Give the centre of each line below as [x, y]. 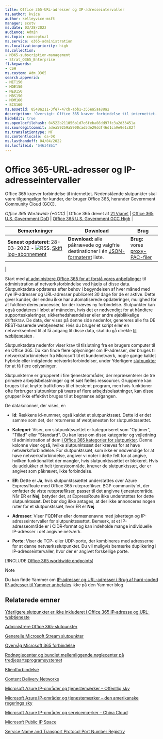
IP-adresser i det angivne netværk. [47, 531]
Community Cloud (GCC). [31, 204]
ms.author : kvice [23, 14]
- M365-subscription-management [38, 55]
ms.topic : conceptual [27, 37]
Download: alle [85, 239]
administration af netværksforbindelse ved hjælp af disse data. [68, 284]
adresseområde [28, 526]
